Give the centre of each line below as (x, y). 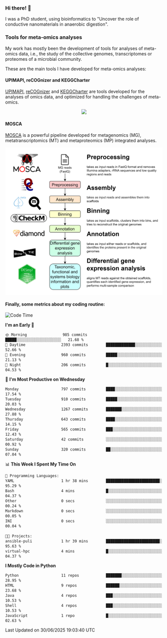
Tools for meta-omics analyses (44, 37)
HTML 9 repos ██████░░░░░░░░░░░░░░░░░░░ (84, 586)
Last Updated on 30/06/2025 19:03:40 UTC (50, 630)
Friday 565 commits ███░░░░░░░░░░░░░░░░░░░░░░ (84, 429)
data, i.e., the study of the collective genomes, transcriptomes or (85, 54)
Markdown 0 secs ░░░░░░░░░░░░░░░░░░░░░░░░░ (84, 511)
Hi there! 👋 (18, 8)
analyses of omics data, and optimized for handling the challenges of (76, 97)
